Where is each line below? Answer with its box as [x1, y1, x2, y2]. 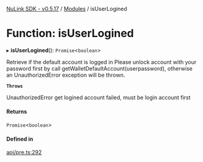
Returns [6, 108, 28, 115]
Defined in [6, 135, 34, 143]
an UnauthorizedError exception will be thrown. [6, 71, 125, 79]
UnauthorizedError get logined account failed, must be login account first [6, 94, 191, 101]
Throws [6, 83, 23, 89]
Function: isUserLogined [6, 27, 135, 40]
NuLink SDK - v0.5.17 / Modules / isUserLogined [6, 5, 127, 12]
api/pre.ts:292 [6, 149, 42, 156]
